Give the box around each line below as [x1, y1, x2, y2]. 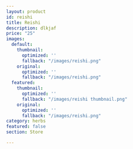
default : [11, 42, 33, 48]
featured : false [6, 124, 46, 130]
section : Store [6, 129, 44, 135]
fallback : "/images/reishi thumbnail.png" [21, 96, 128, 102]
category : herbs [6, 118, 46, 124]
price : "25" [6, 31, 35, 37]
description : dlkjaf [6, 25, 57, 31]
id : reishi [6, 14, 33, 20]
